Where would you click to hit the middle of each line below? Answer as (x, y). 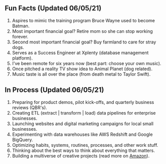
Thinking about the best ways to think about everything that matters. (84, 150)
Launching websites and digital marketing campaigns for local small (83, 124)
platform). (22, 58)
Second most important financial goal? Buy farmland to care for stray (84, 42)
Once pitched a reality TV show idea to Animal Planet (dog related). (82, 69)
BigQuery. (23, 140)
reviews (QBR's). (30, 107)
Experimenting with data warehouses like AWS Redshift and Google (82, 134)
